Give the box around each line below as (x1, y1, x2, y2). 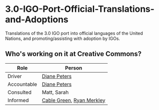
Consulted (7, 89, 32, 96)
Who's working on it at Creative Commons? (5, 50, 142, 58)
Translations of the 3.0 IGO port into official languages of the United (5, 30, 143, 36)
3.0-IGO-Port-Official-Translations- (5, 3, 155, 15)
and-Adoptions (5, 14, 69, 25)
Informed (7, 97, 29, 104)
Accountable (7, 80, 38, 87)
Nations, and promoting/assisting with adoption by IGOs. (5, 36, 120, 41)
